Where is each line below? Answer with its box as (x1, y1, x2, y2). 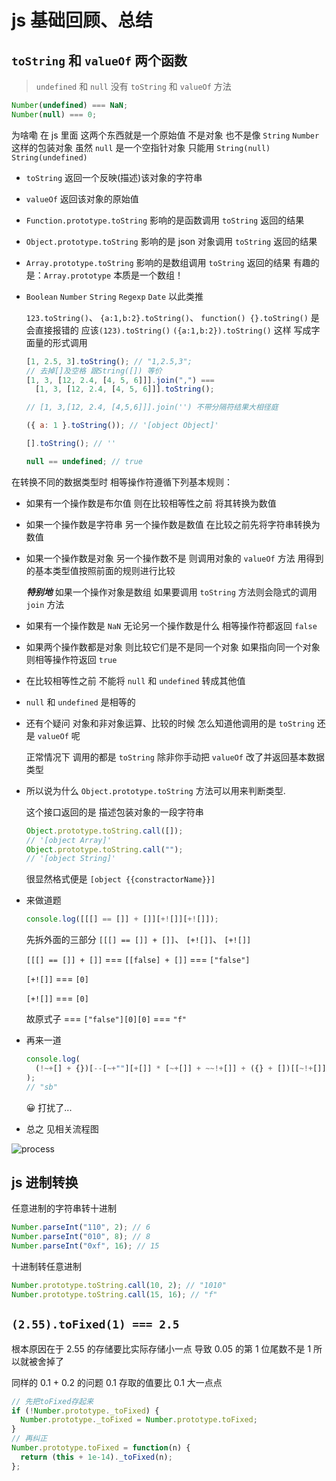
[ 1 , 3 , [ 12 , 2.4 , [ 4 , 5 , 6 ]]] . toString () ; (35, 384, 215, 395)
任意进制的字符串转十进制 (11, 1202, 117, 1215)
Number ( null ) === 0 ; (11, 109, 98, 120)
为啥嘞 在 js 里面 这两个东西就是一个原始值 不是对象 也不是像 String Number (11, 129, 320, 141)
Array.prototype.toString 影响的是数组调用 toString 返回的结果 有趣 (25, 256, 311, 268)
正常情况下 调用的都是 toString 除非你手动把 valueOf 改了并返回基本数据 (25, 751, 325, 763)
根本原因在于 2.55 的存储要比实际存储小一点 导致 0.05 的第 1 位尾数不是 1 (11, 1342, 312, 1355)
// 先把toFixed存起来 (11, 1396, 94, 1406)
